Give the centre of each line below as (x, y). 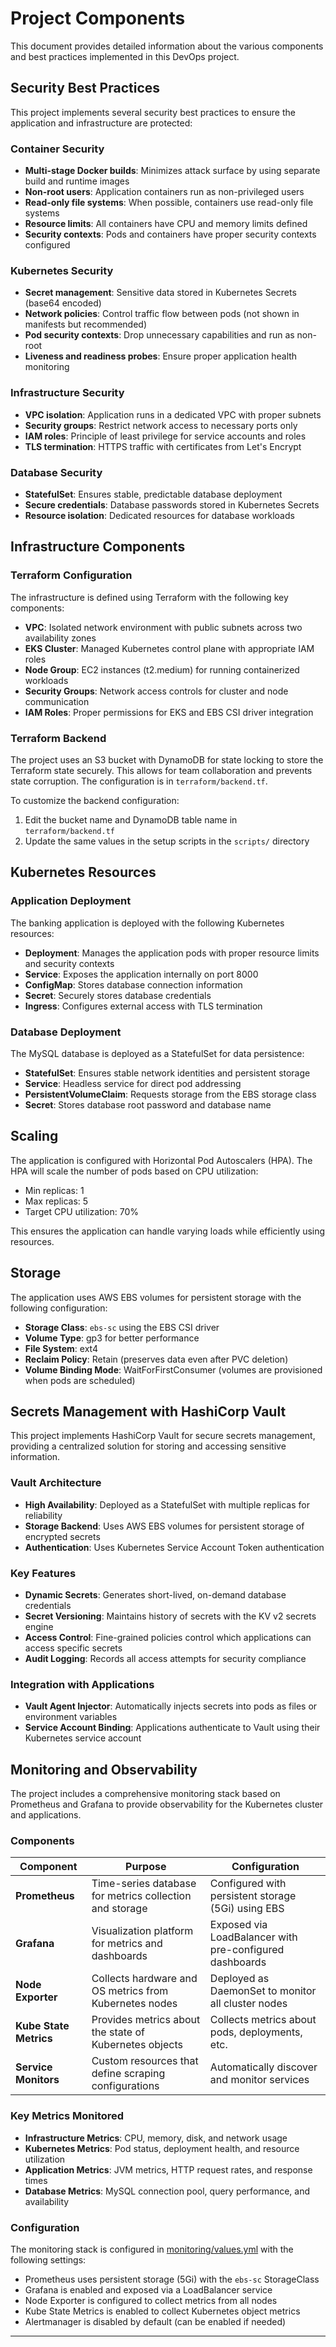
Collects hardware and (144, 1979)
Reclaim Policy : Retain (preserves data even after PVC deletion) (156, 1359)
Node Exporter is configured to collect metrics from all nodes (151, 2300)
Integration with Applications (82, 1684)
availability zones (60, 638)
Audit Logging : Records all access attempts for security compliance (165, 1658)
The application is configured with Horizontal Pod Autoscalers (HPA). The (161, 1160)
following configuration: (59, 1308)
